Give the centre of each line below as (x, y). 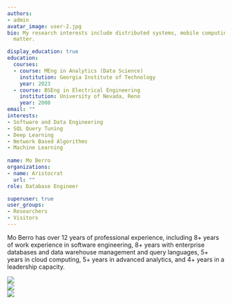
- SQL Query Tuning (35, 128)
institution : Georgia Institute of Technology (88, 77)
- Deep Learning (30, 135)
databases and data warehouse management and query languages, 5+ (108, 252)
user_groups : (26, 205)
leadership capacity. (36, 267)
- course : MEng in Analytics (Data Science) (78, 71)
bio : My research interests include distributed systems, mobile (103, 33)
